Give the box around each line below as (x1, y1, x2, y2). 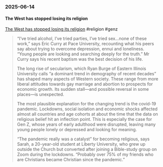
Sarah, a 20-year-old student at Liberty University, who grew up (17, 141, 145, 147)
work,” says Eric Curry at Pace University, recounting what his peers (17, 41, 154, 47)
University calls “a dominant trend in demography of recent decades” (17, 71, 157, 77)
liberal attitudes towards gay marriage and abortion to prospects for (17, 81, 153, 87)
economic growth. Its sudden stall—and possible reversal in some (17, 86, 149, 92)
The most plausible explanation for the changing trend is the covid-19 (17, 101, 157, 107)
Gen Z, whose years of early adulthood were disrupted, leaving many (17, 121, 156, 127)
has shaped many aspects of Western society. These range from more (17, 76, 159, 82)
